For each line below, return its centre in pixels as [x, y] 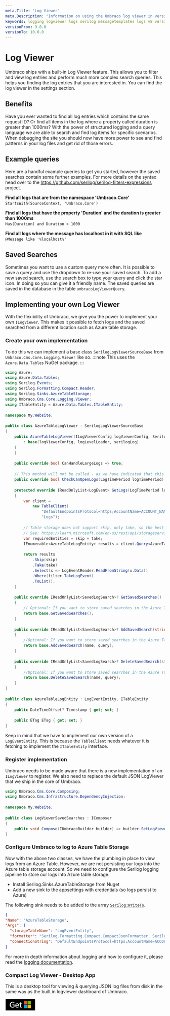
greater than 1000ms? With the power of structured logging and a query [80, 127]
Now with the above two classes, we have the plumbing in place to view [80, 858]
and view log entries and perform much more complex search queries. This [84, 77]
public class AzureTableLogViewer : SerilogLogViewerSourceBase [74, 426]
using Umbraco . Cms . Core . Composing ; [43, 791]
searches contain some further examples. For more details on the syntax [81, 177]
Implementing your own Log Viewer [62, 304]
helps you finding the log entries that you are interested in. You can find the [84, 83]
